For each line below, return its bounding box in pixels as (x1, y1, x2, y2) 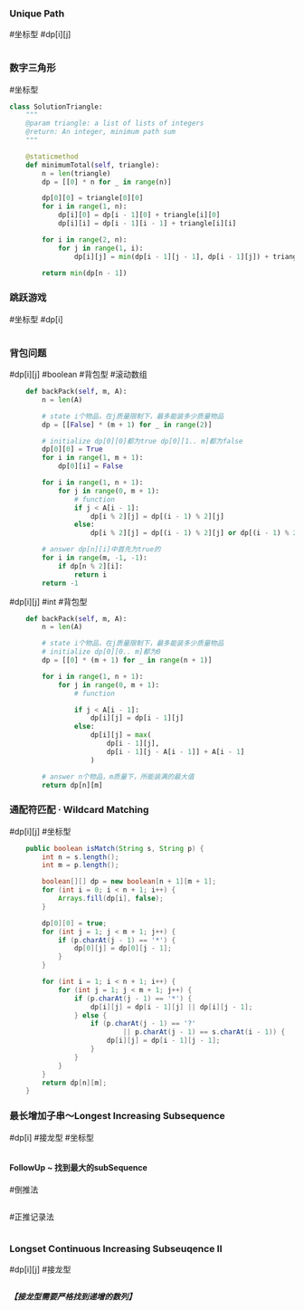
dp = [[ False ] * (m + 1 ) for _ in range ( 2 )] (42, 420, 213, 429)
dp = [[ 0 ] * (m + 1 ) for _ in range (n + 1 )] (42, 655, 213, 665)
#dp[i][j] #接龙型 (9, 1264, 71, 1275)
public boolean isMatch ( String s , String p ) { (25, 844, 204, 853)
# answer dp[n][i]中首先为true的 (42, 545, 161, 554)
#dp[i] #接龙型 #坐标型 (9, 1132, 95, 1143)
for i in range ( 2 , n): (42, 234, 128, 244)
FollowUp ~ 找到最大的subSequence (9, 1162, 147, 1173)
